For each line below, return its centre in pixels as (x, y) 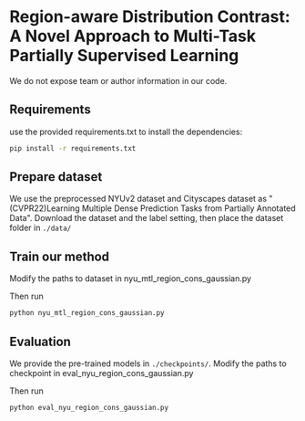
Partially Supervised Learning (124, 56)
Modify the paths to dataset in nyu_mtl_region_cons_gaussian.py (131, 279)
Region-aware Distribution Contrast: (150, 17)
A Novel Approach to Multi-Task (133, 36)
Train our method (60, 256)
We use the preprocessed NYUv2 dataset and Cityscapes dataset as (138, 199)
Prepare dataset (56, 177)
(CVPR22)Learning (45, 208)
